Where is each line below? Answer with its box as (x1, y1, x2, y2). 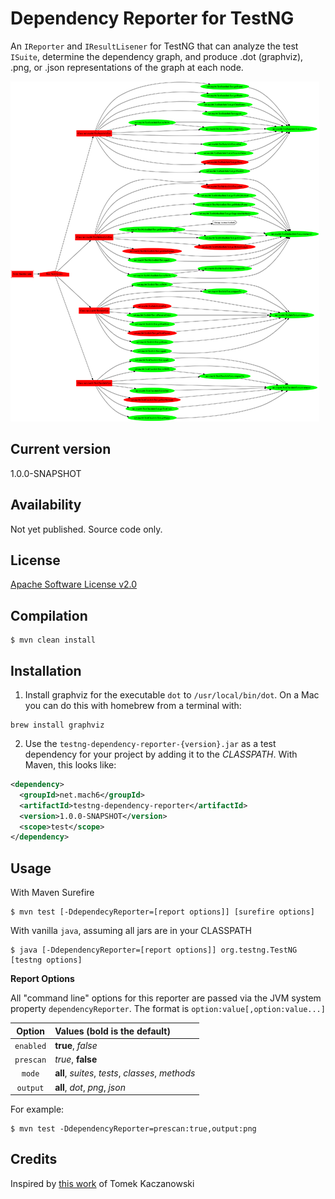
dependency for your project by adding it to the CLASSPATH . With (24, 748, 298, 760)
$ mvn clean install (10, 635, 97, 646)
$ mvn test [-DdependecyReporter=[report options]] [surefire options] (10, 907, 315, 917)
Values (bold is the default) (54, 1025, 171, 1037)
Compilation (10, 607, 88, 624)
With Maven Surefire (10, 887, 95, 899)
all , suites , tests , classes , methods (54, 1067, 196, 1079)
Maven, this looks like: (24, 759, 117, 771)
